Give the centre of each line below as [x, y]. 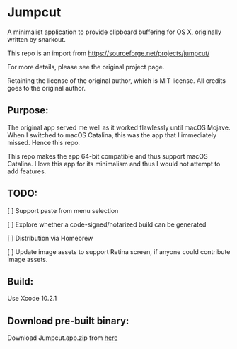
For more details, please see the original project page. [86, 67]
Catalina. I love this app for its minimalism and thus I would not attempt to [114, 164]
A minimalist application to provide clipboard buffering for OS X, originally [114, 32]
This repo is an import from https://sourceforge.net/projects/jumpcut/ [109, 53]
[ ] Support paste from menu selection [63, 210]
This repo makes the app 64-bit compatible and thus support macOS [108, 156]
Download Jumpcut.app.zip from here [63, 338]
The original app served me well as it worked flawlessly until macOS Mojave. [119, 127]
